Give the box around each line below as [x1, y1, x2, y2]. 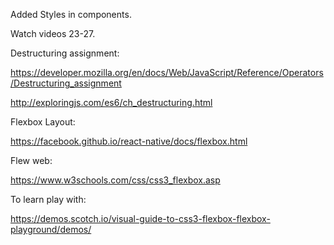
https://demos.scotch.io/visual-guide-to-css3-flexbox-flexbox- [10, 213, 271, 224]
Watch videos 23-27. [10, 28, 96, 39]
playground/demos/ [10, 224, 92, 235]
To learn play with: [10, 194, 87, 205]
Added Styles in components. [10, 9, 132, 20]
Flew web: [10, 155, 53, 166]
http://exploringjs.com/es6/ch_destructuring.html [10, 97, 213, 108]
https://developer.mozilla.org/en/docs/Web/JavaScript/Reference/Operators [10, 67, 324, 78]
